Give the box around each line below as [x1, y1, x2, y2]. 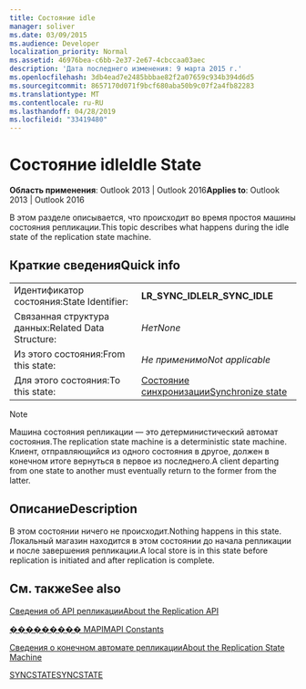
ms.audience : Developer [9, 38, 100, 48]
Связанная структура [14, 309, 110, 322]
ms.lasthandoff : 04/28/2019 [9, 107, 117, 116]
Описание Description [9, 501, 138, 517]
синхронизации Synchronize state [140, 385, 288, 398]
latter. [9, 475, 31, 485]
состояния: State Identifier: [14, 295, 129, 308]
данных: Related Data [14, 321, 105, 334]
